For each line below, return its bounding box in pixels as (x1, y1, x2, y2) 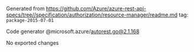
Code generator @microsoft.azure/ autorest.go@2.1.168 (6, 28, 140, 35)
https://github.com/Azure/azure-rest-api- (46, 5, 146, 12)
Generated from (6, 5, 45, 12)
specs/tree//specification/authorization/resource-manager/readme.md (6, 11, 178, 18)
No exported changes (6, 40, 59, 46)
